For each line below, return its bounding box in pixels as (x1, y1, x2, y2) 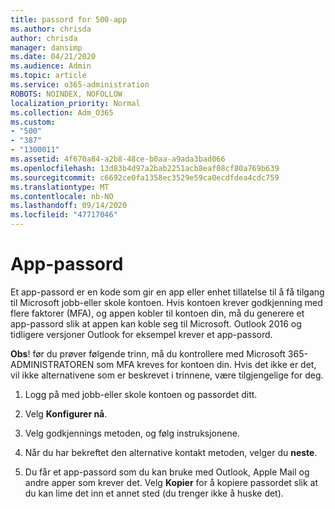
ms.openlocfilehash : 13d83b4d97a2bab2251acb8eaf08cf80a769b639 (10, 163, 280, 173)
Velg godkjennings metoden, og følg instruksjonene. (24, 427, 240, 439)
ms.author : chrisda (10, 24, 92, 34)
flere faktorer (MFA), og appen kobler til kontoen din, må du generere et (10, 307, 305, 319)
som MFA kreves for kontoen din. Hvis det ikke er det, (96, 358, 317, 370)
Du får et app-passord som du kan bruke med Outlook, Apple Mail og (24, 466, 310, 478)
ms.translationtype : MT (10, 182, 110, 192)
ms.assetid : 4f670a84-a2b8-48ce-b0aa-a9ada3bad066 (10, 154, 226, 164)
